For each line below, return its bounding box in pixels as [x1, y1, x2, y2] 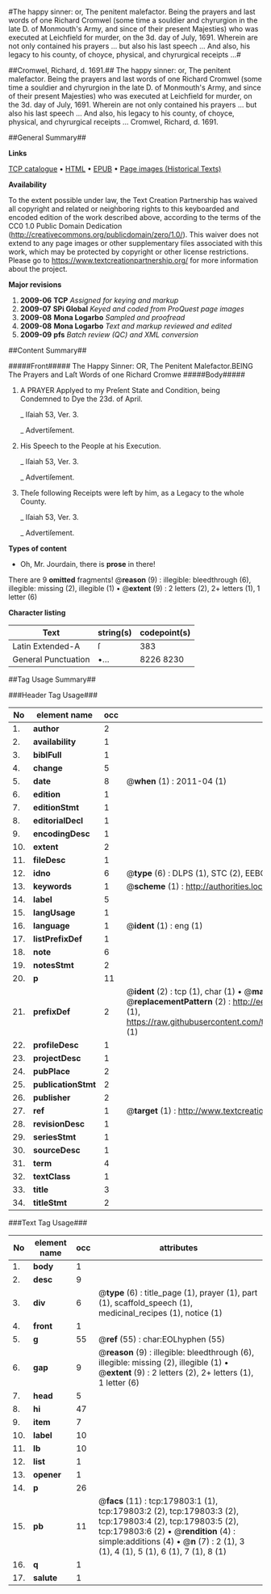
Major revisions [8, 280, 62, 290]
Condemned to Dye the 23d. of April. [19, 394, 143, 404]
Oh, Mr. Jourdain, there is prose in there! [19, 560, 156, 569]
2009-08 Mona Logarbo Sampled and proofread [19, 313, 186, 322]
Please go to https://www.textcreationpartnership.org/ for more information [8, 256, 259, 265]
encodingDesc [33, 828, 90, 839]
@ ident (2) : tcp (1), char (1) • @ [126, 986, 252, 997]
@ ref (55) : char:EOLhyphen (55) [98, 1334, 226, 1345]
